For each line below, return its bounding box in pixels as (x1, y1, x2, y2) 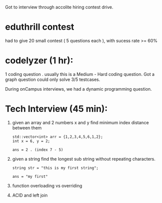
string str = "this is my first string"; (12, 165, 98, 170)
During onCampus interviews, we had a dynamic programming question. (5, 86, 152, 92)
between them (12, 125, 42, 131)
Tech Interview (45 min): (5, 103, 108, 115)
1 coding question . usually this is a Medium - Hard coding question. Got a (5, 71, 155, 77)
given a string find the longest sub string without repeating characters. (12, 156, 156, 162)
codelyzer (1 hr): (5, 55, 73, 66)
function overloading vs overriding (12, 182, 83, 189)
